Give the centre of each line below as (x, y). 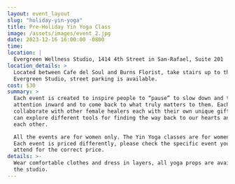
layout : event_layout (39, 14)
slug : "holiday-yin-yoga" (45, 20)
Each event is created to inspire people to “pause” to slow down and (119, 99)
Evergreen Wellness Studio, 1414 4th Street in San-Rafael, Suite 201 (119, 59)
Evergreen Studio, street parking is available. (86, 79)
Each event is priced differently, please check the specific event (115, 143)
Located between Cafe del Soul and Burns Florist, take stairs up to (117, 72)
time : (15, 46)
